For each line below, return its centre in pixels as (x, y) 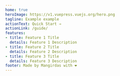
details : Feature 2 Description (43, 51)
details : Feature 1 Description (43, 42)
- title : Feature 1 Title (32, 38)
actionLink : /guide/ (27, 28)
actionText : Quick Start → (33, 24)
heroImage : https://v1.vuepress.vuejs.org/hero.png (60, 14)
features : (15, 33)
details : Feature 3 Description (43, 61)
